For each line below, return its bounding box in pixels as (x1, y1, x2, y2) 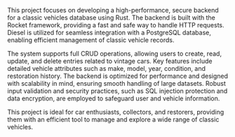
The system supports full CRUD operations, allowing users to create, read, (7, 49, 222, 58)
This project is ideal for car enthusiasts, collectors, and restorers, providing (7, 108, 224, 116)
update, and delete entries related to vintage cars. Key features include (7, 57, 213, 65)
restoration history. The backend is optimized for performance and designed (7, 72, 229, 80)
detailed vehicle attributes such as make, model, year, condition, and (7, 65, 206, 72)
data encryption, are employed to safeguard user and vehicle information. (7, 94, 220, 103)
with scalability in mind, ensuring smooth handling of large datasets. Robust (7, 79, 227, 87)
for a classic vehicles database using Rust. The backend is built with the (7, 13, 215, 22)
